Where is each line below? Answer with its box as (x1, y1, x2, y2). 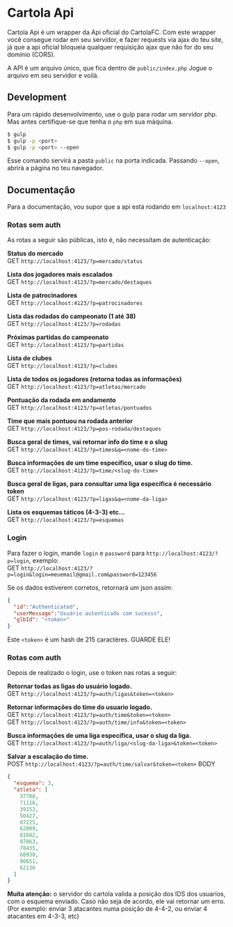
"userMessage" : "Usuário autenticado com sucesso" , (13, 609, 163, 617)
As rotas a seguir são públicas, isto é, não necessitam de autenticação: (7, 236, 211, 244)
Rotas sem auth (7, 220, 61, 230)
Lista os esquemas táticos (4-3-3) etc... (7, 508, 125, 517)
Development (7, 91, 67, 103)
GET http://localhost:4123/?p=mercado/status (7, 257, 143, 265)
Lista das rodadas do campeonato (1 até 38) (7, 312, 136, 320)
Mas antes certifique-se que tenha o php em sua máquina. (7, 117, 174, 126)
